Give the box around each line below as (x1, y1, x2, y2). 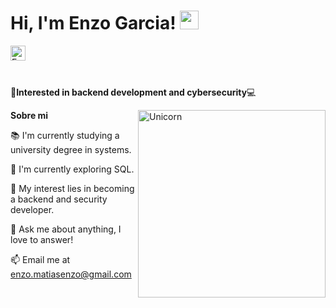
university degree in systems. (10, 143, 132, 155)
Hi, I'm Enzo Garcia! (10, 12, 177, 35)
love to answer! (10, 233, 74, 245)
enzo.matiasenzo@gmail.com (10, 268, 132, 280)
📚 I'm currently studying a (10, 129, 120, 141)
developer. (10, 203, 55, 215)
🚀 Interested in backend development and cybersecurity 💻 (10, 86, 257, 98)
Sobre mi (10, 109, 49, 121)
